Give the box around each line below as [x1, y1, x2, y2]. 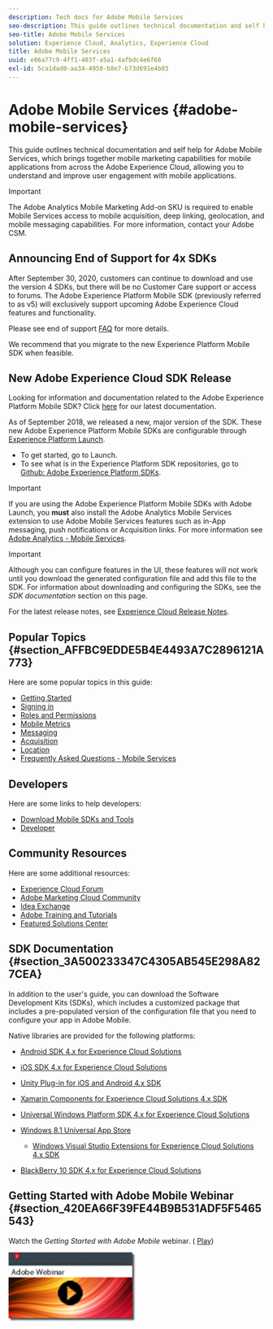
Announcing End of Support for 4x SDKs [8, 252, 217, 266]
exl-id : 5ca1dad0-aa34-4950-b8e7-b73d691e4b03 [8, 65, 169, 73]
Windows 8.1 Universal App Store [19, 1125, 132, 1135]
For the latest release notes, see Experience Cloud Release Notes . [8, 606, 230, 617]
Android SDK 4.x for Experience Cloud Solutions [19, 1046, 182, 1056]
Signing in [19, 701, 54, 711]
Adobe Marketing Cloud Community [19, 893, 141, 902]
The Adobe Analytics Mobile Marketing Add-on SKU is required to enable [8, 202, 253, 211]
